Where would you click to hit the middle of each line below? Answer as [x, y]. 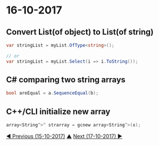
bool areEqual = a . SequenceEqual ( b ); [52, 93]
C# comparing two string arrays [66, 80]
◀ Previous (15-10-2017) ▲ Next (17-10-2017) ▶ [64, 136]
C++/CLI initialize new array [58, 111]
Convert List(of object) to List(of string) [80, 32]
